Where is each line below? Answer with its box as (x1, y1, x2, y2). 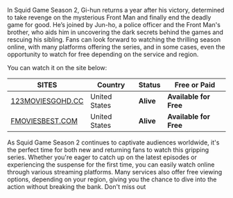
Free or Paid (174, 80, 216, 90)
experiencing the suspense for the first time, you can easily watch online (7, 160, 215, 169)
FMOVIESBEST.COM (10, 116, 78, 126)
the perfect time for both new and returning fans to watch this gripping (7, 146, 209, 154)
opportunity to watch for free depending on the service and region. (7, 50, 199, 58)
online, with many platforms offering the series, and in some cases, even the (7, 43, 225, 51)
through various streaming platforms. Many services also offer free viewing (7, 168, 223, 176)
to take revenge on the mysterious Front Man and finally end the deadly (7, 13, 212, 22)
